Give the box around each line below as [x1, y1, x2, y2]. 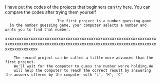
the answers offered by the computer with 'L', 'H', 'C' [5, 72, 123, 77]
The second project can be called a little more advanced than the [14, 55, 153, 60]
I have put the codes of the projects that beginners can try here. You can [5, 4, 151, 10]
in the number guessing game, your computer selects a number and [9, 23, 147, 28]
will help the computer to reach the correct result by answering [14, 68, 151, 73]
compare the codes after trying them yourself [5, 9, 96, 15]
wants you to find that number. [5, 27, 71, 32]
